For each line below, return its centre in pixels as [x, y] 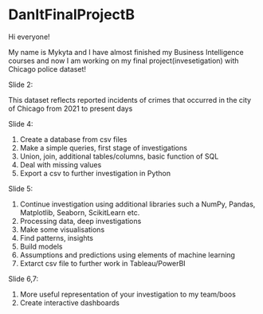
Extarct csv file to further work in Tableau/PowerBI [102, 263]
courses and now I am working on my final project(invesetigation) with [124, 61]
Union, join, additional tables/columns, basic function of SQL [119, 156]
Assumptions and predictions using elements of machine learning [127, 255]
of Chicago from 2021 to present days [71, 108]
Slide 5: [21, 188]
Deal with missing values [61, 164]
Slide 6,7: [23, 279]
